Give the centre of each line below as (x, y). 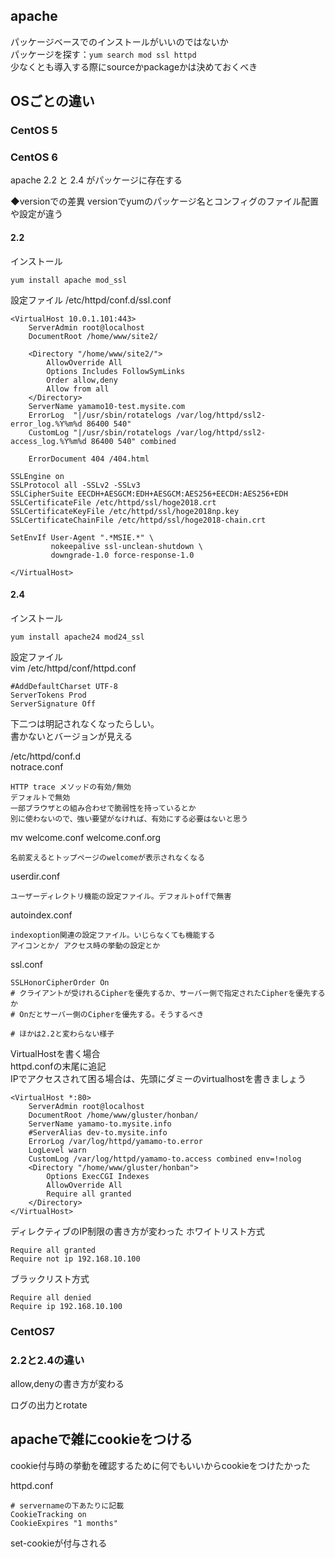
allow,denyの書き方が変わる (67, 1384)
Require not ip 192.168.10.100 (75, 1259)
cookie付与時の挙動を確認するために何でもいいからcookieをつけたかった (160, 1465)
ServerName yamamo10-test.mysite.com (107, 406)
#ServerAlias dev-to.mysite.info (98, 1132)
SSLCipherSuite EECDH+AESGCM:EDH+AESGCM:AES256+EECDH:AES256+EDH (149, 494)
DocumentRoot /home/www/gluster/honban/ (113, 1115)
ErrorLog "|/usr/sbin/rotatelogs (100, 415)
